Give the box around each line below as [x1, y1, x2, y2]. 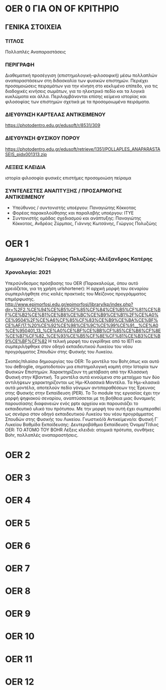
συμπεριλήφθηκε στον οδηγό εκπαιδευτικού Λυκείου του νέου [5, 343, 133, 349]
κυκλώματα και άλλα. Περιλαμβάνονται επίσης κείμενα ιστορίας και [5, 94, 147, 100]
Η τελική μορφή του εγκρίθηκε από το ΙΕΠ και [48, 338, 142, 344]
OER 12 [5, 676, 35, 687]
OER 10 [5, 631, 35, 642]
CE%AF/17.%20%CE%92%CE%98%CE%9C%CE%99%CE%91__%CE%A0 [5, 322, 159, 328]
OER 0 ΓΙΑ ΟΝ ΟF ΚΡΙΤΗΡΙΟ [5, 3, 120, 14]
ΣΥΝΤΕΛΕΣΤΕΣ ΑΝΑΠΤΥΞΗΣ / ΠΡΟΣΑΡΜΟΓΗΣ [5, 187, 122, 194]
